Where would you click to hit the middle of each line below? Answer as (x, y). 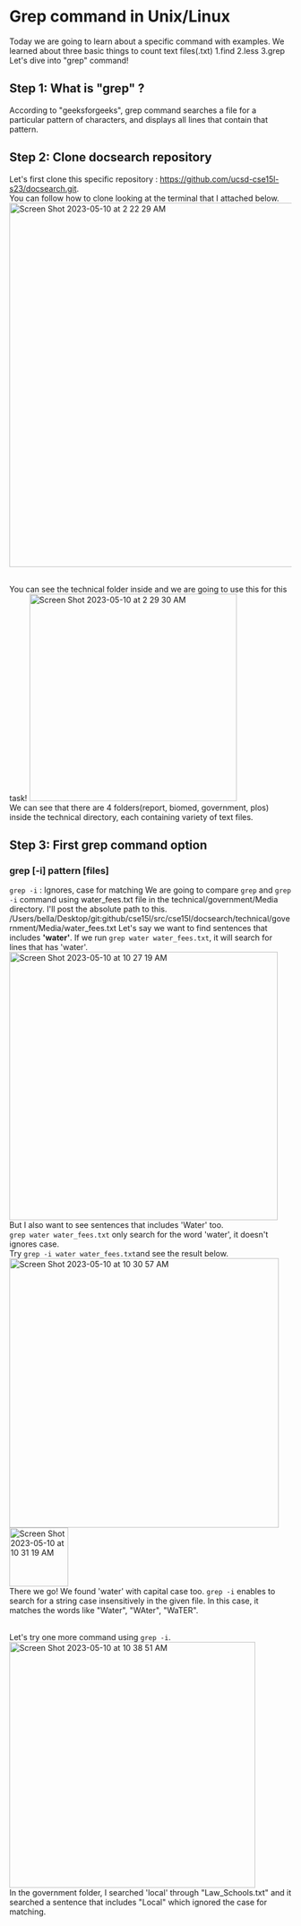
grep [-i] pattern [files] (59, 870)
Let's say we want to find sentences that (193, 928)
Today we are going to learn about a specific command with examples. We (147, 41)
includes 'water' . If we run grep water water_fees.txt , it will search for (141, 937)
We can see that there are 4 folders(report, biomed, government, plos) (139, 808)
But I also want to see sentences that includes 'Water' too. (116, 1225)
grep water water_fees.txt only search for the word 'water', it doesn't (139, 1235)
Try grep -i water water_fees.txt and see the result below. (119, 1254)
